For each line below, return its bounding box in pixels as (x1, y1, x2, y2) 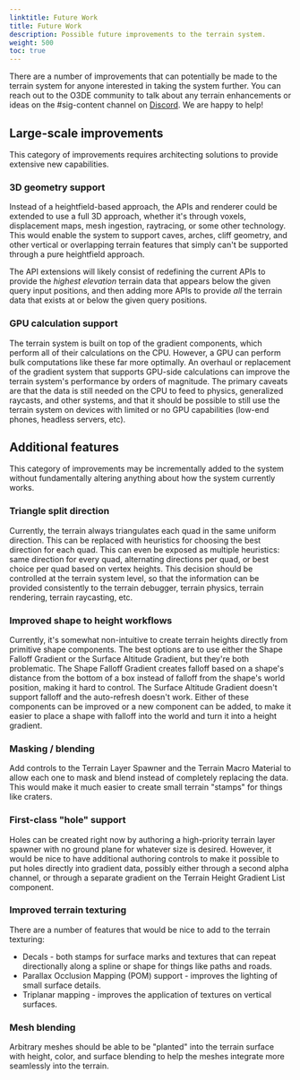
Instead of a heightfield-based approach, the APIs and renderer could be (9, 201, 278, 212)
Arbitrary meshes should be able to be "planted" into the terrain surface (9, 1041, 275, 1052)
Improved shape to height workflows (9, 614, 173, 627)
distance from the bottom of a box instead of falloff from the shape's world (9, 673, 285, 683)
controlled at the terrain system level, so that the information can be (9, 572, 260, 583)
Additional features (9, 440, 119, 455)
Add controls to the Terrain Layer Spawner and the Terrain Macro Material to (9, 763, 292, 774)
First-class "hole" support (9, 814, 126, 827)
